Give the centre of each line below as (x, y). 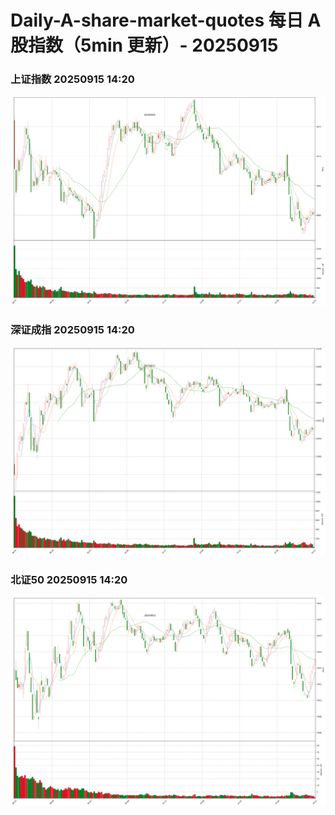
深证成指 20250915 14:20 (72, 329)
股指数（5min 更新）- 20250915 (144, 45)
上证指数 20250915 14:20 (72, 79)
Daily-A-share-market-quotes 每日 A (166, 20)
